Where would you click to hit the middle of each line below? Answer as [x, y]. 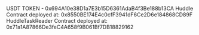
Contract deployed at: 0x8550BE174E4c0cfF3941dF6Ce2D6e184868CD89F [99, 15]
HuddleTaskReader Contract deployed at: [57, 21]
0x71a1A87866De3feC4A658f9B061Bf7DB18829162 [70, 27]
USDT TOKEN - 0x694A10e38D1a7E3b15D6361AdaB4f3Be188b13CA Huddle [100, 8]
